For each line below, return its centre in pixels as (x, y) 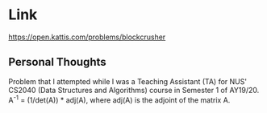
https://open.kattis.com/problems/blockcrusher (87, 37)
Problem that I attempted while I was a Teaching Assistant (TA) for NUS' (128, 81)
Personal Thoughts (57, 62)
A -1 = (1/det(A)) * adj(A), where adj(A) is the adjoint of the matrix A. (119, 99)
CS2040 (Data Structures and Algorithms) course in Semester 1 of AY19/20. (134, 90)
